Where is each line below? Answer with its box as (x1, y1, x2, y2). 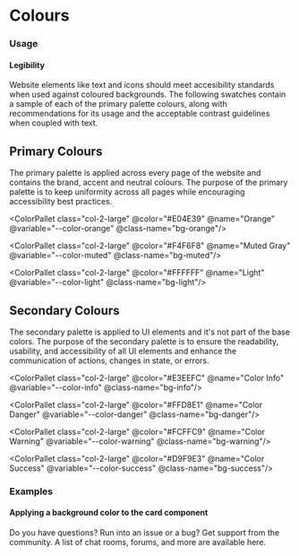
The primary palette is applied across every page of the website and (9, 168, 261, 178)
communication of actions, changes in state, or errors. (9, 355, 209, 366)
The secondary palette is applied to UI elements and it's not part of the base (9, 326, 291, 337)
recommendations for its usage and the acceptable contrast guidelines (9, 109, 270, 119)
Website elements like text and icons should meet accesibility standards (9, 80, 275, 91)
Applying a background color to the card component (9, 508, 209, 518)
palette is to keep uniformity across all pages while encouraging (9, 187, 245, 197)
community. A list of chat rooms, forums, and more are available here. (9, 537, 267, 548)
